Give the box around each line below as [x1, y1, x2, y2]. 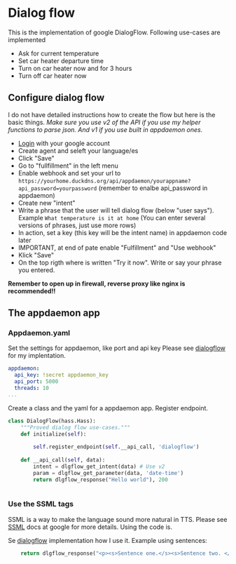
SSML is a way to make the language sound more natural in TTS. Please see [8, 515, 228, 523]
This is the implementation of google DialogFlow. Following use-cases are [8, 28, 221, 36]
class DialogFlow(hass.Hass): [8, 417, 97, 424]
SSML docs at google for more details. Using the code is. [8, 523, 172, 531]
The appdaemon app [8, 307, 100, 319]
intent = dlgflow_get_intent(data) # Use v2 [33, 463, 165, 470]
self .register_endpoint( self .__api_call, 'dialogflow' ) [33, 443, 200, 450]
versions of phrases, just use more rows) [18, 221, 137, 229]
